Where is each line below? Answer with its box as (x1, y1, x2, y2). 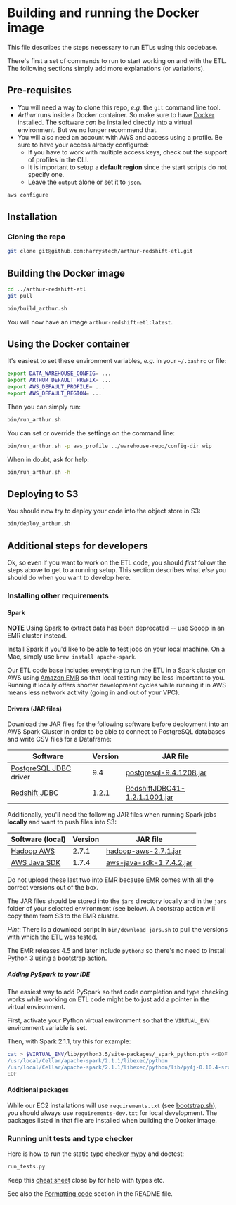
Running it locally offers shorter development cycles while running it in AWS (7, 681, 227, 690)
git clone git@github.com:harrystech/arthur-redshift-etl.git (7, 248, 193, 255)
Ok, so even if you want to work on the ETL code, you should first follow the (7, 558, 227, 567)
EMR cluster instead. (7, 631, 67, 640)
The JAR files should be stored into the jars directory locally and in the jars (7, 897, 227, 905)
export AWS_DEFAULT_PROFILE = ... (7, 383, 105, 390)
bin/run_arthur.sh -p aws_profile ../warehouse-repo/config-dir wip (7, 442, 212, 449)
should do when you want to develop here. (7, 574, 131, 582)
